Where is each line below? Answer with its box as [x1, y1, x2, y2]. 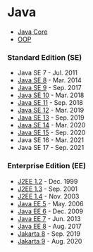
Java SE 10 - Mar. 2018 [17, 91, 85, 99]
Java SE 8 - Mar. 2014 [17, 76, 82, 84]
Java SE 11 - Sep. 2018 [17, 99, 83, 107]
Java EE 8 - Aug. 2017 [17, 222, 82, 230]
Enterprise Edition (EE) [7, 161, 87, 171]
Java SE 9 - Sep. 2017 [17, 84, 82, 92]
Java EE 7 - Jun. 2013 [17, 214, 81, 222]
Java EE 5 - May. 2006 [17, 199, 84, 208]
